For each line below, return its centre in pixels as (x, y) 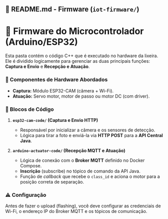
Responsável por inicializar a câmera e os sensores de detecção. (88, 130)
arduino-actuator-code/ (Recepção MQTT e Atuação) (69, 150)
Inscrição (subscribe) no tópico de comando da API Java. (80, 171)
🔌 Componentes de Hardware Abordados (57, 80)
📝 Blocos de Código (30, 109)
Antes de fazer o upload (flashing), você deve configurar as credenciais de (83, 206)
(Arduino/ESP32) (42, 42)
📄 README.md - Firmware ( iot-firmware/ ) (72, 9)
